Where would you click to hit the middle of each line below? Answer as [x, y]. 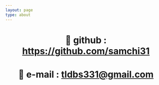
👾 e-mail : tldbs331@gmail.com [86, 74]
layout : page [19, 10]
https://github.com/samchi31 [86, 51]
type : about [18, 15]
